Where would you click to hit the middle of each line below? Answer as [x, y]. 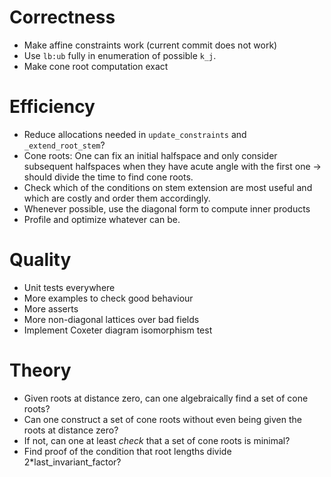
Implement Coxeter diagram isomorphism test [118, 330]
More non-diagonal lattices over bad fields [111, 319]
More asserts [51, 308]
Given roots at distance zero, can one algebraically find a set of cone [166, 398]
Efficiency [52, 107]
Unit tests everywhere [69, 287]
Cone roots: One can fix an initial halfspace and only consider [150, 155]
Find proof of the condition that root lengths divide [127, 451]
